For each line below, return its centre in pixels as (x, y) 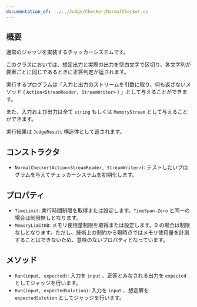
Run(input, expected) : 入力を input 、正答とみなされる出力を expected (100, 275)
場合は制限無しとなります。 (48, 218)
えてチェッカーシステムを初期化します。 (89, 175)
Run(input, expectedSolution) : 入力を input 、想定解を (81, 290)
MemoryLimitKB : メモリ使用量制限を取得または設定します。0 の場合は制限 (102, 225)
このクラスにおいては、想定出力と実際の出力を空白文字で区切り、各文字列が (98, 65)
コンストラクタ (33, 152)
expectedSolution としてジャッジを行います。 (69, 298)
